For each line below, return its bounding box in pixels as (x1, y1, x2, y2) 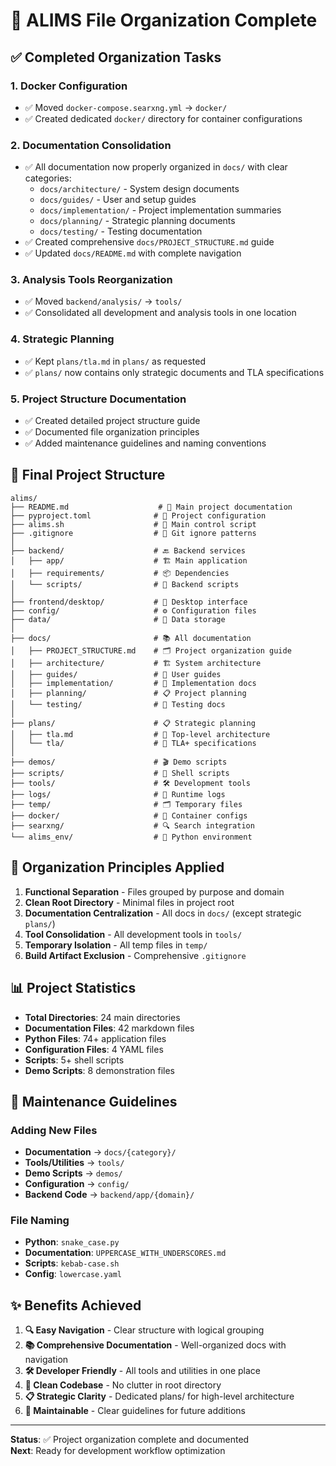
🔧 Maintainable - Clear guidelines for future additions (24, 1405, 246, 1417)
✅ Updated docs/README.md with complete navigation (24, 247, 242, 259)
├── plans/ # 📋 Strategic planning (10, 718, 256, 728)
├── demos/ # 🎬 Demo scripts (10, 757, 228, 767)
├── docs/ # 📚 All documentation (10, 633, 252, 643)
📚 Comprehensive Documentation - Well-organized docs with (24, 1339, 287, 1351)
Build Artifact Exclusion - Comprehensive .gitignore (24, 949, 247, 961)
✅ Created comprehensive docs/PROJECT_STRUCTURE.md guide (24, 236, 275, 248)
